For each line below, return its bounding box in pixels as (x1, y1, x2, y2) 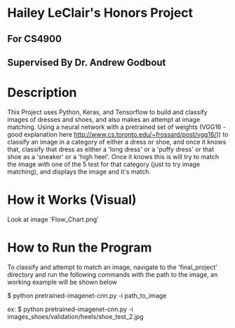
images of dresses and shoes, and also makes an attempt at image (7, 115, 201, 123)
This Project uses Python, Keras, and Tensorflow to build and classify (7, 107, 208, 116)
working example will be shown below (7, 278, 118, 286)
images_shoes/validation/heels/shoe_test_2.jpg (7, 312, 144, 320)
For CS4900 (7, 33, 62, 45)
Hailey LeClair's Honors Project (7, 5, 194, 21)
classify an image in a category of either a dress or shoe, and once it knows (7, 137, 227, 146)
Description (7, 85, 77, 101)
